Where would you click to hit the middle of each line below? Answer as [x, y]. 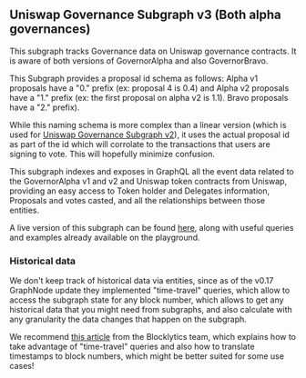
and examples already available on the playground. [105, 237]
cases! [22, 366]
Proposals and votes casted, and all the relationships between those [138, 200]
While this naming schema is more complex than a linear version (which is [148, 124]
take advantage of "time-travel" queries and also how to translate [132, 347]
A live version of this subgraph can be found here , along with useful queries [152, 227]
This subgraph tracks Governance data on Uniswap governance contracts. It [153, 51]
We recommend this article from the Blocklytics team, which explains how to [153, 337]
